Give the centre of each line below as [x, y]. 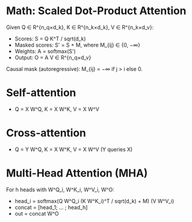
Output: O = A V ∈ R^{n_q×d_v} [53, 57]
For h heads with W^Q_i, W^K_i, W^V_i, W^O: [60, 190]
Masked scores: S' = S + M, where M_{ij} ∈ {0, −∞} [77, 45]
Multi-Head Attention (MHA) [77, 173]
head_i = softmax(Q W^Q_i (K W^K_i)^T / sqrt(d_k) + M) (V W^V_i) [94, 201]
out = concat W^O [37, 213]
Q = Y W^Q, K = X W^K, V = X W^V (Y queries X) [74, 149]
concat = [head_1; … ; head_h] [51, 207]
